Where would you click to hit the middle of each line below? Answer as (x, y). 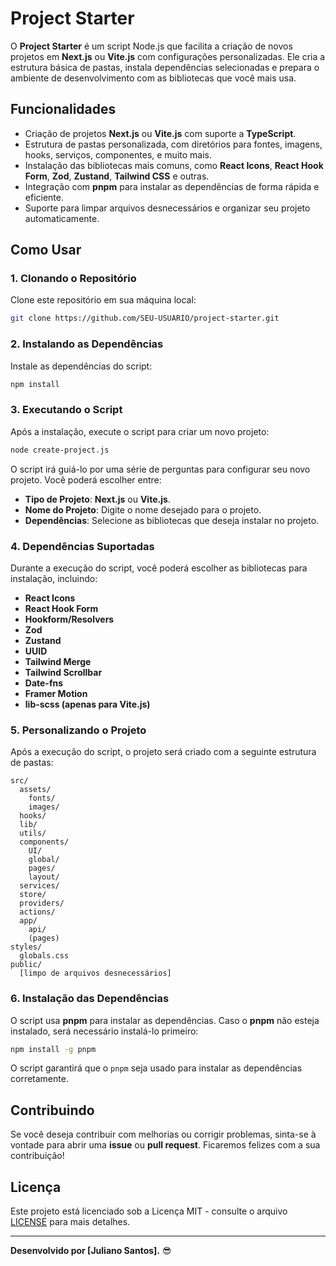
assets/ (35, 790)
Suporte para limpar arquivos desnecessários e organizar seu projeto (167, 208)
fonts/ (42, 798)
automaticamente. (62, 218)
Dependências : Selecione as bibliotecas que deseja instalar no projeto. (172, 520)
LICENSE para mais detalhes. (70, 1222)
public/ (26, 965)
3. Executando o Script (66, 410)
